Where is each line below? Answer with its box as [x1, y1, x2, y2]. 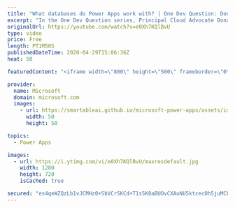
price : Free [7, 36, 42, 43]
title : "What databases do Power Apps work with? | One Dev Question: [7, 10, 218, 17]
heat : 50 [7, 56, 33, 63]
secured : [7, 190, 33, 197]
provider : [7, 81, 36, 88]
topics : [7, 132, 30, 140]
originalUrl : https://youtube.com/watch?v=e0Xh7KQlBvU [7, 23, 171, 30]
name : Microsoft [13, 87, 61, 94]
